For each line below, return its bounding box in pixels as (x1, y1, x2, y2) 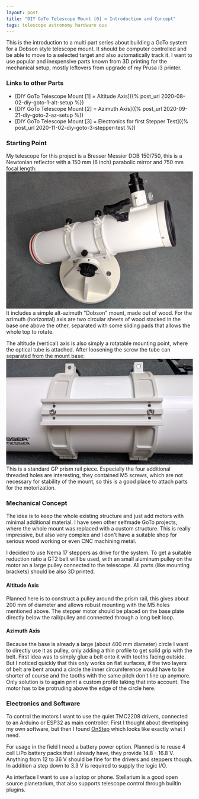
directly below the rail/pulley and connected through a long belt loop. (6, 613, 175, 621)
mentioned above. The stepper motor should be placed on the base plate (6, 608, 185, 615)
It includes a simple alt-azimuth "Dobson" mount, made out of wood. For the (6, 309, 192, 317)
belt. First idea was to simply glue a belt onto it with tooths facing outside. (6, 653, 187, 660)
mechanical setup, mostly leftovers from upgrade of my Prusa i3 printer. (6, 64, 182, 71)
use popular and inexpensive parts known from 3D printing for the (6, 58, 168, 65)
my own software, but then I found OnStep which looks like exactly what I (6, 726, 185, 733)
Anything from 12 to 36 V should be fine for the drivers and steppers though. (6, 756, 193, 763)
